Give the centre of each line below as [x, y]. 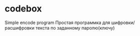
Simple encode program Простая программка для [57, 22]
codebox [23, 9]
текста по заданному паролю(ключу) [75, 27]
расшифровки [19, 27]
